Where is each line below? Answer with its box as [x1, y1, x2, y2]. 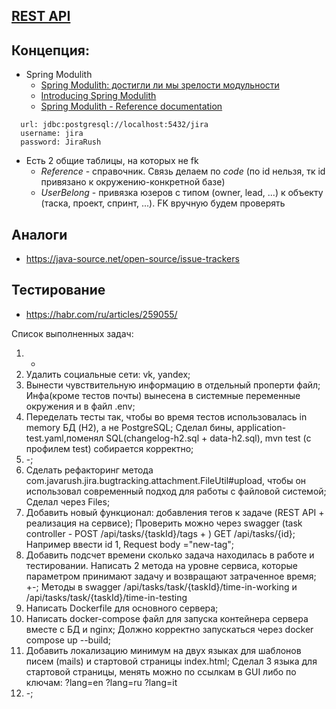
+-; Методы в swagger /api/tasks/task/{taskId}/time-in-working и [25, 580, 298, 593]
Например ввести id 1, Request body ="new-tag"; [25, 538, 235, 550]
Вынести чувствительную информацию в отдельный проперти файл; [25, 379, 321, 391]
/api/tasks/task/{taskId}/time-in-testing [25, 591, 188, 603]
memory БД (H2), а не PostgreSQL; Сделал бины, [25, 421, 235, 433]
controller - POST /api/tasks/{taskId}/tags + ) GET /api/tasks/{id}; [25, 527, 296, 539]
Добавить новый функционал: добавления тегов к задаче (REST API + [25, 506, 325, 518]
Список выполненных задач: [11, 327, 134, 339]
